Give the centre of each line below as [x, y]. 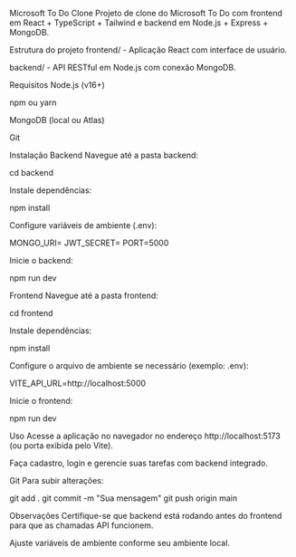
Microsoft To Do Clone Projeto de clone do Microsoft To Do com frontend [146, 13]
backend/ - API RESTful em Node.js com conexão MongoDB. [123, 67]
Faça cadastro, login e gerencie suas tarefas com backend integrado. [139, 463]
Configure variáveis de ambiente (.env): [83, 225]
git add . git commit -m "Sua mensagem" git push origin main [124, 498]
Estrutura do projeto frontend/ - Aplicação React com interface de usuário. [148, 50]
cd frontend [31, 313]
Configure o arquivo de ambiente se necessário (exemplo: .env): [129, 365]
